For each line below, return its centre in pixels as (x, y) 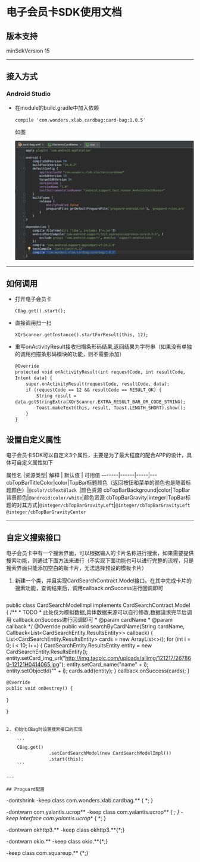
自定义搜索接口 (34, 537)
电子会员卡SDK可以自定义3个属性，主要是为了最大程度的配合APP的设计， (96, 455)
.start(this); (66, 759)
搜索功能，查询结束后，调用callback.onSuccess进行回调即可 (89, 588)
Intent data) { (34, 378)
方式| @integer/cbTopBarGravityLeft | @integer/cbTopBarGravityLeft (108, 505)
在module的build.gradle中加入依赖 (57, 107)
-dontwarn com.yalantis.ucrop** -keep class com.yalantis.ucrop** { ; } (93, 812)
